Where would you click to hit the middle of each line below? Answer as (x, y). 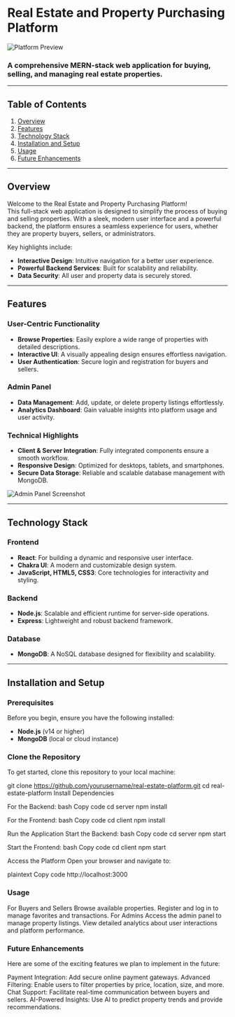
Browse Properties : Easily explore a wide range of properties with (113, 339)
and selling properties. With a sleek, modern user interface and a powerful (114, 218)
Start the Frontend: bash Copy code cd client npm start (87, 848)
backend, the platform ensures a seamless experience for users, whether (113, 226)
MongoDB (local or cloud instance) (68, 739)
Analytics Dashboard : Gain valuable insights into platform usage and (117, 409)
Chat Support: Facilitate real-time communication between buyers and (108, 992)
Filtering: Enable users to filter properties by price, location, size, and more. (116, 984)
